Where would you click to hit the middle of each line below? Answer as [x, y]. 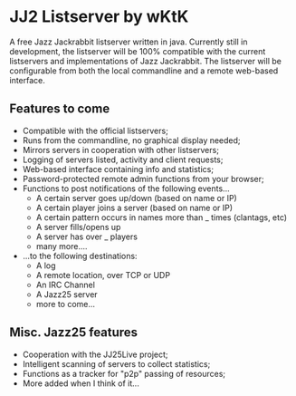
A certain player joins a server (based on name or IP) [134, 208]
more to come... [66, 304]
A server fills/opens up [78, 227]
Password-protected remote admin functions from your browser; [143, 179]
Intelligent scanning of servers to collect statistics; [116, 363]
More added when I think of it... [81, 383]
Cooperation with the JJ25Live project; [95, 354]
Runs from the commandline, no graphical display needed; [132, 140]
